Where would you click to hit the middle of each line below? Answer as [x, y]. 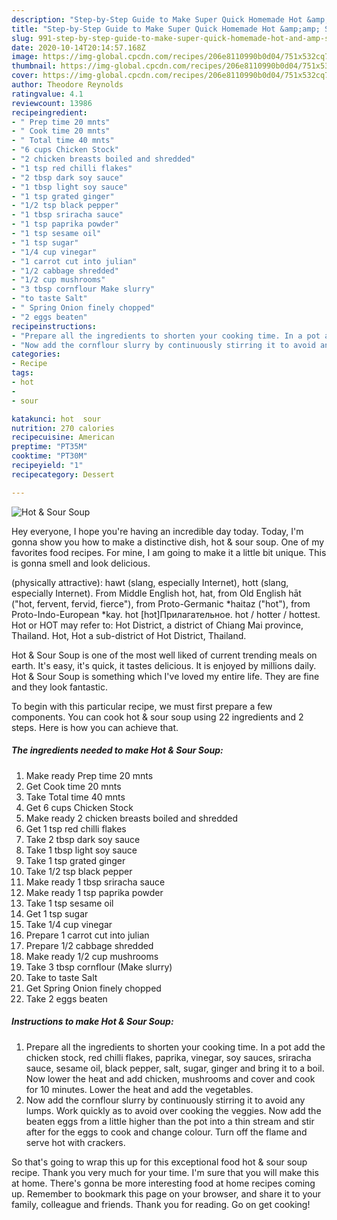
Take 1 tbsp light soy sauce [81, 850]
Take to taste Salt [61, 977]
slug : [22, 38]
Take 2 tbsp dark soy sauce [83, 839]
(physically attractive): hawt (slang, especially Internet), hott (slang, [150, 582]
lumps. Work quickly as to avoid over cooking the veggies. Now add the [173, 1110]
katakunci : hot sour [56, 419]
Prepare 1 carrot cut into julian [87, 935]
